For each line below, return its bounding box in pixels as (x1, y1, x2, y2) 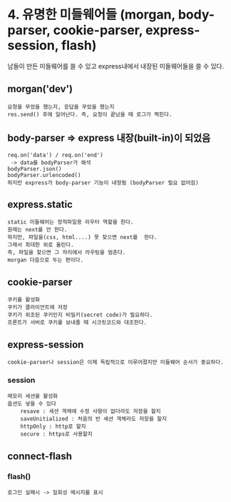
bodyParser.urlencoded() (7, 171, 81, 179)
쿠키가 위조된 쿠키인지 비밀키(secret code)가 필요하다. (7, 311, 153, 318)
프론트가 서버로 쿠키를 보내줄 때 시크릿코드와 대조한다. (7, 319, 148, 326)
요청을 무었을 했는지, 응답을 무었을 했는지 (7, 103, 115, 111)
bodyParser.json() (7, 165, 62, 172)
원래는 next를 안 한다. (7, 226, 68, 234)
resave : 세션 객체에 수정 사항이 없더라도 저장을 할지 (20, 408, 161, 415)
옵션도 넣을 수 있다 (7, 401, 56, 408)
